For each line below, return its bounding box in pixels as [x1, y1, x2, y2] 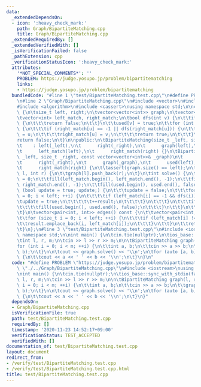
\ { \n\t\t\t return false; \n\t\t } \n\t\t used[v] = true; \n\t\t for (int [17, 121, 194, 127]
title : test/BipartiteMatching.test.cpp [6, 371, 109, 377]
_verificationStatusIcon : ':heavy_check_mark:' [11, 59, 133, 65]
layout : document [6, 349, 50, 355]
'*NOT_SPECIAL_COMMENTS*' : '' [17, 70, 93, 76]
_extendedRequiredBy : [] [11, 37, 74, 43]
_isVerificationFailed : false [11, 48, 87, 54]
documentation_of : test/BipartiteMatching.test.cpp [6, 343, 138, 350]
